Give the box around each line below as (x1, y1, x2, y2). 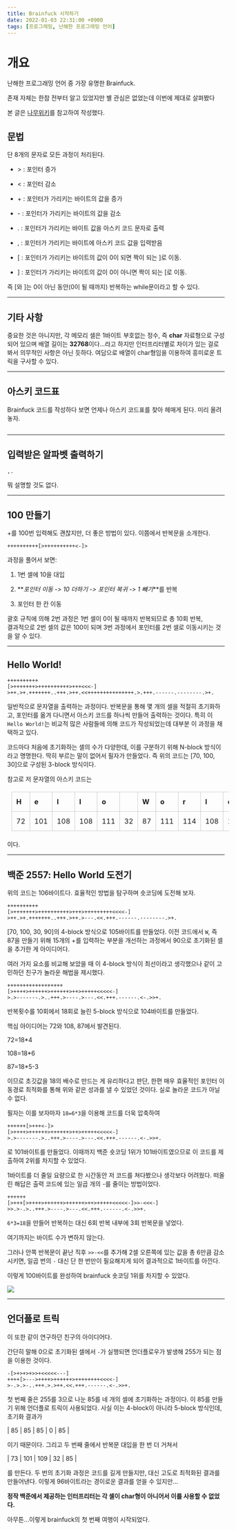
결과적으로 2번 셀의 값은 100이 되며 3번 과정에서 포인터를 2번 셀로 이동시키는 (7, 623, 214, 632)
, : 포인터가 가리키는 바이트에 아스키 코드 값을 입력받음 (17, 239, 163, 247)
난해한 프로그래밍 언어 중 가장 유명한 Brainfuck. (7, 79, 136, 87)
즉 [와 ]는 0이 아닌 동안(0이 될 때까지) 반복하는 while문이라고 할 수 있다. (7, 283, 200, 291)
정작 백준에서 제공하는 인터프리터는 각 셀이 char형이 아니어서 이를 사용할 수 (7, 1492, 208, 1500)
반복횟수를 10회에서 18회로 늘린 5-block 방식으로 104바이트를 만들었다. (7, 1008, 199, 1015)
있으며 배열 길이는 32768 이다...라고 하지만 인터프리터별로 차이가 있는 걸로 (19, 340, 219, 348)
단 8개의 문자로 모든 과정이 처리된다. (7, 150, 105, 159)
